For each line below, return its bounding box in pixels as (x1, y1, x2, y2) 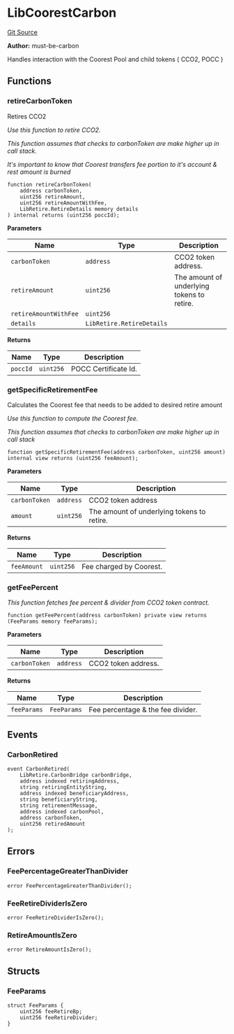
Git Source (7, 28, 38, 36)
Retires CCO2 (7, 112, 47, 120)
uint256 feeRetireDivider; (19, 1014, 98, 1021)
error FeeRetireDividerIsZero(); (7, 914, 104, 921)
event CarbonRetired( (7, 765, 70, 772)
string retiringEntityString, (19, 783, 108, 790)
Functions (7, 75, 52, 87)
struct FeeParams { (7, 1002, 64, 1009)
